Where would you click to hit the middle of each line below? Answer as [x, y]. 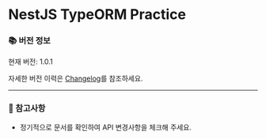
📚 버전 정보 [30, 41]
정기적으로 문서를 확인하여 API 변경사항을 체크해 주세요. [106, 127]
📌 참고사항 [27, 108]
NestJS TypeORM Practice [97, 15]
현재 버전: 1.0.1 [30, 62]
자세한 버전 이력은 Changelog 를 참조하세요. [76, 79]
